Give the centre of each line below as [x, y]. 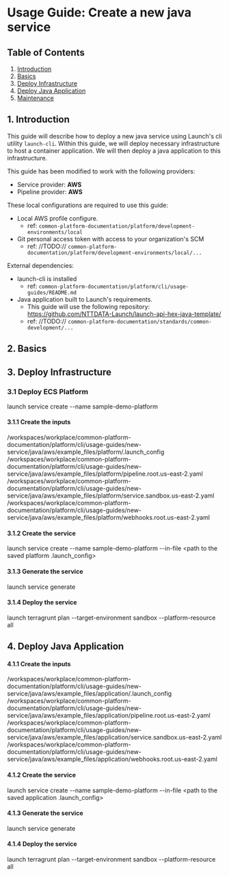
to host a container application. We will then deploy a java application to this [114, 150]
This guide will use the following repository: [89, 306]
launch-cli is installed [47, 278]
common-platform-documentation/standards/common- [140, 321]
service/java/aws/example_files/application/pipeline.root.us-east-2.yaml [109, 716]
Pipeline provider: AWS [50, 192]
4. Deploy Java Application [66, 647]
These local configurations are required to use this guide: [88, 205]
